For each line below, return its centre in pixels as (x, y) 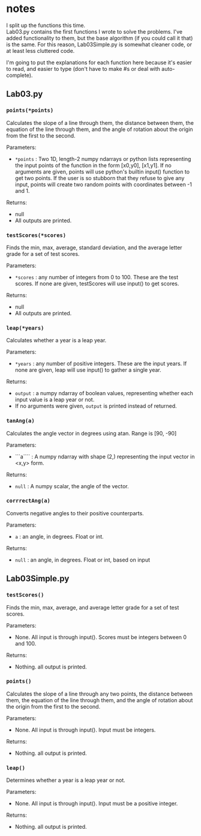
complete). (19, 75)
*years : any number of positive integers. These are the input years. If (101, 364)
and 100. (25, 643)
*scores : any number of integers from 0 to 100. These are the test (97, 277)
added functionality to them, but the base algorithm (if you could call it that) (100, 38)
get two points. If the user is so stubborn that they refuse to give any (100, 178)
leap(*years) (25, 328)
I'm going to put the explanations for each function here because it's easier (99, 62)
